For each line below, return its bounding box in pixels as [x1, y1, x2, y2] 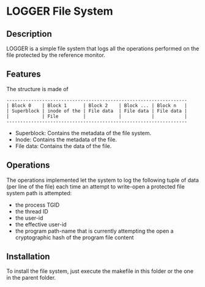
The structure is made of [6, 85, 69, 92]
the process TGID [15, 201, 60, 209]
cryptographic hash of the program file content [15, 234, 134, 241]
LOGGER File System [6, 4, 113, 18]
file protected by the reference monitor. [6, 51, 106, 59]
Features [6, 69, 41, 80]
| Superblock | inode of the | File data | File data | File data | [6, 108, 188, 114]
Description [6, 29, 52, 39]
